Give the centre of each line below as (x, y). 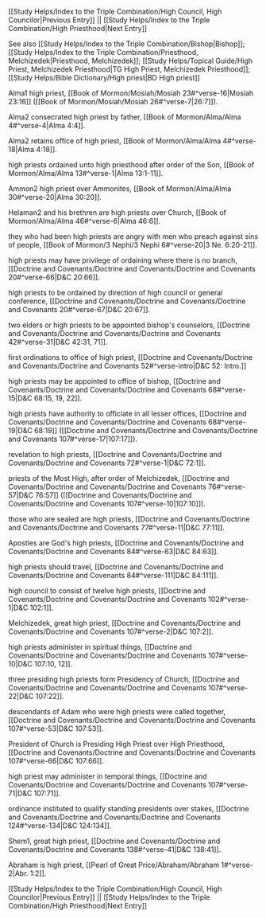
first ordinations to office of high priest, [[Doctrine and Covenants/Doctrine (130, 357)
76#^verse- (227, 486)
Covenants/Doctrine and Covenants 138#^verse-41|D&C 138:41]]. (115, 850)
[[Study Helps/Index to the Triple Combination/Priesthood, (103, 52)
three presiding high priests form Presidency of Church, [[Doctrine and (124, 679)
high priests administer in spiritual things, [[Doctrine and (100, 647)
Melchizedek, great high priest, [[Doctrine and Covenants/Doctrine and (124, 623)
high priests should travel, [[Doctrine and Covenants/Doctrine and (116, 567)
